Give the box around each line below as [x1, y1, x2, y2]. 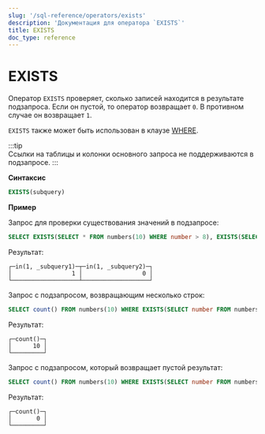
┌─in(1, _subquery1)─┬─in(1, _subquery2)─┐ [8, 262, 154, 271]
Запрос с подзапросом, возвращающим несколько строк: [8, 290, 205, 300]
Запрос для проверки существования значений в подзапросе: [8, 218, 219, 227]
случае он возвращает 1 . [8, 110, 92, 120]
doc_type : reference [8, 33, 77, 42]
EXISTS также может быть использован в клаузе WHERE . [8, 125, 199, 135]
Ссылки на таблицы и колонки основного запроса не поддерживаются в [8, 149, 254, 159]
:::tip [8, 141, 23, 151]
